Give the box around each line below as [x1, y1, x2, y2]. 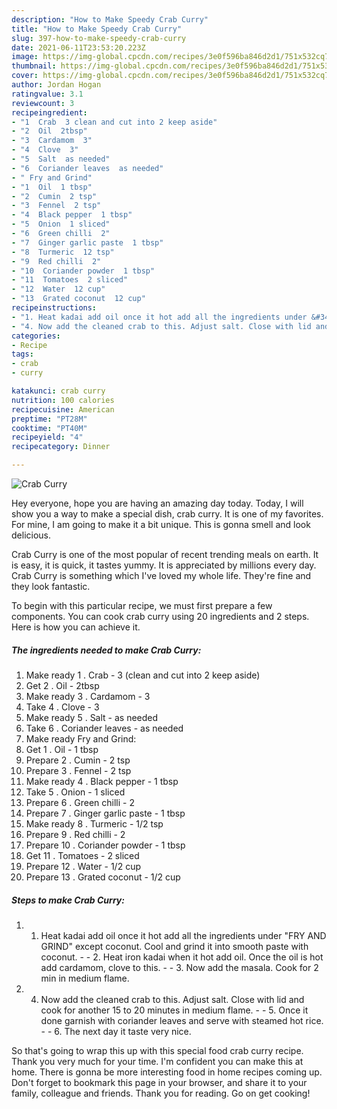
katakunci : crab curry [11, 386, 106, 396]
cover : [11, 71, 39, 81]
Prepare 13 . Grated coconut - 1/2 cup [25, 871, 181, 883]
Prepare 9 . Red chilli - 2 [25, 828, 126, 840]
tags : [11, 349, 34, 360]
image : [11, 52, 39, 62]
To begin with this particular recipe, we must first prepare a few [11, 600, 273, 611]
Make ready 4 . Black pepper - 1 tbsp [25, 775, 179, 787]
